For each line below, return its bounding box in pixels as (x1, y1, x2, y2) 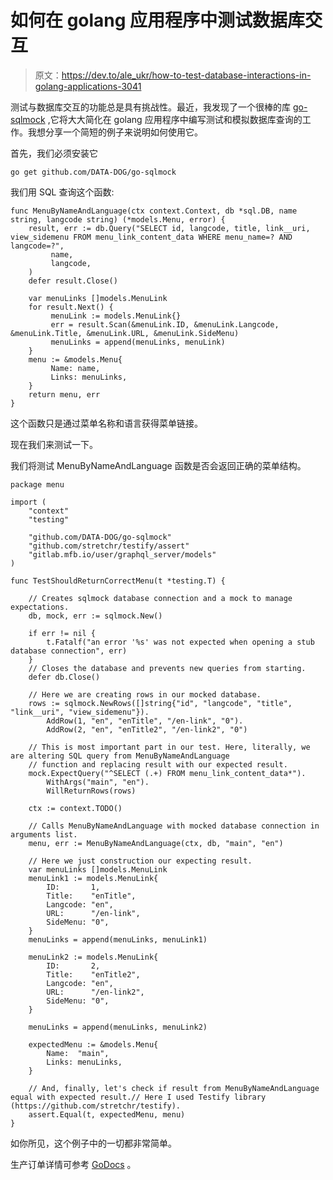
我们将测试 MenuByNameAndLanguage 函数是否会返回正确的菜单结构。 (10, 459, 307, 471)
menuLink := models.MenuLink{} (50, 311, 182, 321)
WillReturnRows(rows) (46, 786, 137, 796)
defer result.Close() (28, 276, 118, 286)
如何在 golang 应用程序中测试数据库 (10, 9, 306, 32)
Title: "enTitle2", (46, 969, 141, 980)
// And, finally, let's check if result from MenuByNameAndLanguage (28, 1083, 320, 1093)
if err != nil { (28, 628, 97, 638)
